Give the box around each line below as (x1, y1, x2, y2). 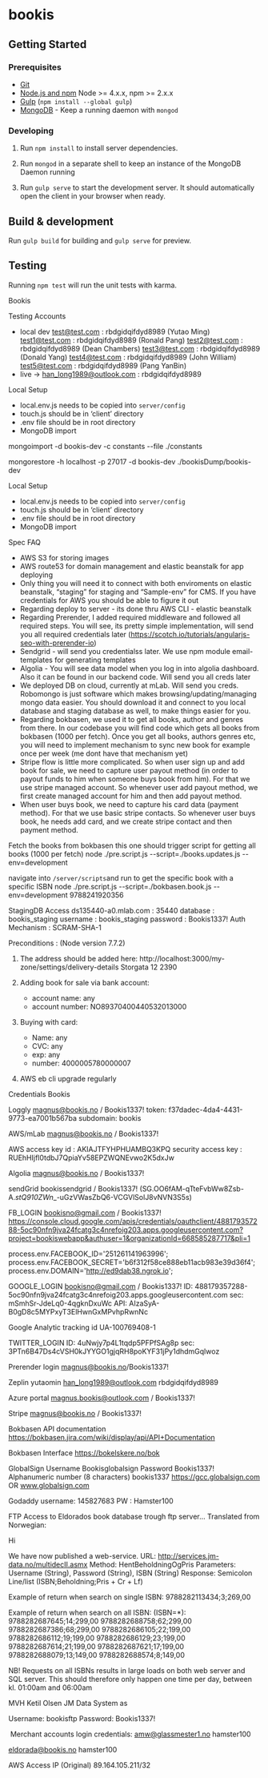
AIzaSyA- (129, 1298, 160, 1308)
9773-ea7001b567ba (8, 1113, 78, 1122)
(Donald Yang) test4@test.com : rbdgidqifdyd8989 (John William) (19, 352, 237, 362)
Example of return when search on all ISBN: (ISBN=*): (8, 1607, 186, 1617)
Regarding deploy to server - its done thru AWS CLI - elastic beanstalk (19, 604, 252, 613)
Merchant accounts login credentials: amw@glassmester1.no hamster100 (10, 1729, 251, 1739)
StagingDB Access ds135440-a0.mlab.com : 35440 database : (8, 905, 214, 915)
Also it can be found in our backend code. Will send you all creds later (19, 672, 251, 681)
